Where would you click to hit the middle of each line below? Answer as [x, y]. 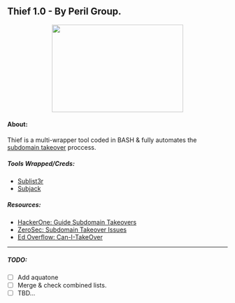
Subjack [29, 188]
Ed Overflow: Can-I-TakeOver [60, 237]
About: [17, 125]
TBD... [26, 293]
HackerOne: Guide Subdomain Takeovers [77, 222]
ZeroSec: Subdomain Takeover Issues [72, 230]
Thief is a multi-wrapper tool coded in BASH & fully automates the [102, 140]
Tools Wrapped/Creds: [41, 163]
